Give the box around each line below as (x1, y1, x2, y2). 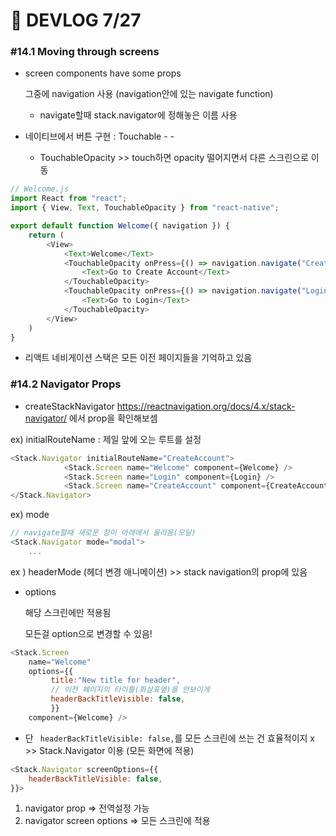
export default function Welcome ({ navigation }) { (10, 221, 230, 231)
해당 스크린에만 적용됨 (24, 606, 112, 618)
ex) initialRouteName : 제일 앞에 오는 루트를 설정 (10, 433, 202, 445)
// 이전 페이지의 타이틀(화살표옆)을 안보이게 (50, 685, 210, 695)
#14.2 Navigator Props (10, 377, 122, 391)
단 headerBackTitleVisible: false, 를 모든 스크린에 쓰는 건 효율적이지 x (24, 732, 316, 744)
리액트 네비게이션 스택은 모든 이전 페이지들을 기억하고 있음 (24, 352, 253, 364)
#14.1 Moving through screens (10, 45, 160, 59)
